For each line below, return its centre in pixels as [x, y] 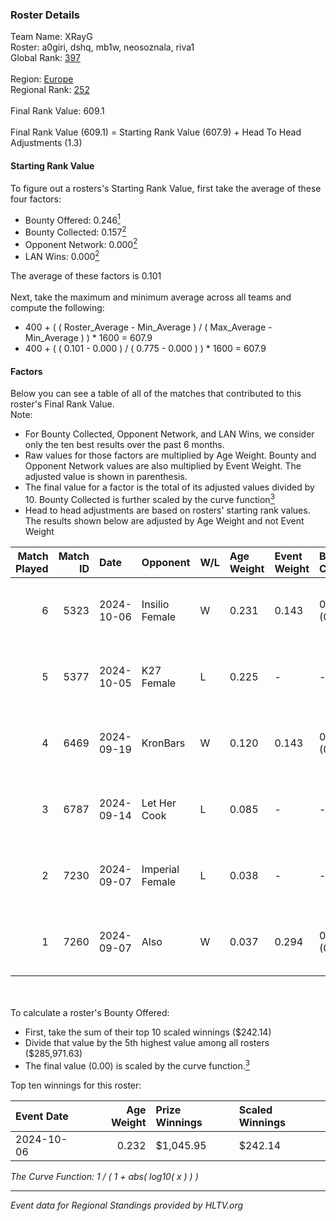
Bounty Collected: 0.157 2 [75, 231]
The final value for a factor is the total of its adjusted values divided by [169, 487]
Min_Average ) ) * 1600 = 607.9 [88, 338]
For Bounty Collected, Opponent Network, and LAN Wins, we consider [169, 434]
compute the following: [57, 308]
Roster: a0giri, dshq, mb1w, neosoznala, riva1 [102, 47]
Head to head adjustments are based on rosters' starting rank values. [167, 510]
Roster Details [45, 15]
